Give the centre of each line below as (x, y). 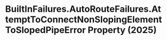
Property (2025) (122, 30)
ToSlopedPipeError (46, 30)
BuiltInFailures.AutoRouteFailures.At (83, 9)
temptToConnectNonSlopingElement (83, 20)
